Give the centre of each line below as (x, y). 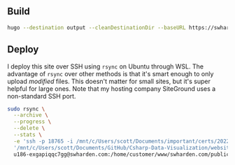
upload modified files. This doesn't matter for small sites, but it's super (109, 81)
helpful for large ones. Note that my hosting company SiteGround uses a (112, 88)
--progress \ (33, 122)
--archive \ (31, 115)
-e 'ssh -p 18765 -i (43, 141)
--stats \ (28, 135)
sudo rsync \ (26, 109)
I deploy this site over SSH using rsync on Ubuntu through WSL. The (106, 66)
